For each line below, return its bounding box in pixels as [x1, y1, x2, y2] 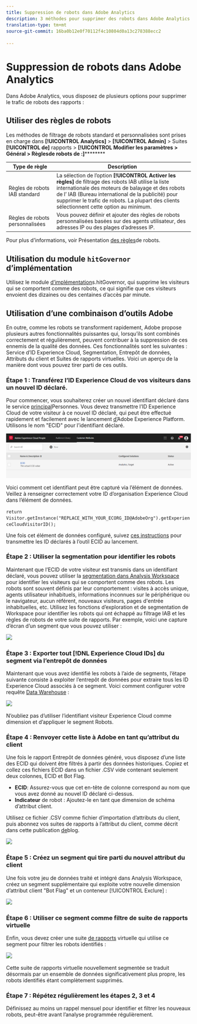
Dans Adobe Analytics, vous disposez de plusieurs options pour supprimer [6, 92, 186, 100]
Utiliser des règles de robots [6, 115, 111, 126]
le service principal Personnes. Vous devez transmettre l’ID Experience [6, 403, 176, 410]
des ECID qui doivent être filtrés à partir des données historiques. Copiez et [6, 760, 189, 767]
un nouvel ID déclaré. [6, 383, 68, 392]
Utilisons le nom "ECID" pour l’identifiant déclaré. [6, 422, 125, 429]
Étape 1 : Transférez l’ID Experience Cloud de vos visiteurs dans [6, 376, 191, 384]
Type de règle [12, 163, 47, 170]
